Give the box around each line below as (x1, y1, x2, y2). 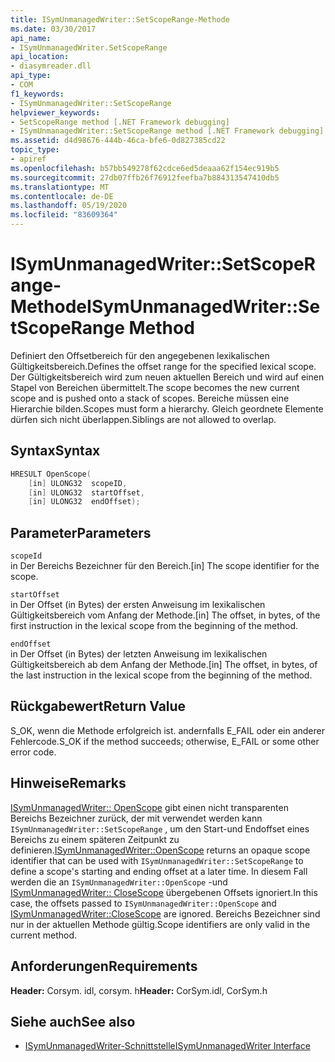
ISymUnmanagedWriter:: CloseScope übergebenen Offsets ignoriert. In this (10, 886, 318, 898)
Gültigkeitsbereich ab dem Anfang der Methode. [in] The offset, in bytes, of (10, 659, 318, 671)
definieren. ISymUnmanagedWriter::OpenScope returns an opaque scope (10, 844, 311, 856)
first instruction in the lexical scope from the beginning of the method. (10, 620, 299, 632)
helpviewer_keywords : (10, 107, 101, 118)
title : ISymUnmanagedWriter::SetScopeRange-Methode (10, 14, 230, 25)
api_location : (10, 52, 70, 62)
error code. (10, 746, 57, 758)
